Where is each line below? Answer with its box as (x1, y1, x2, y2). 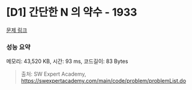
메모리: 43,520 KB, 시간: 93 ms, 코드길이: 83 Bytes (6, 58, 128, 65)
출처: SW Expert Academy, (20, 70, 86, 78)
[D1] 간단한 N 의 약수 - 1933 (6, 5, 137, 19)
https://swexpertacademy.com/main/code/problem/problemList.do (20, 77, 187, 85)
